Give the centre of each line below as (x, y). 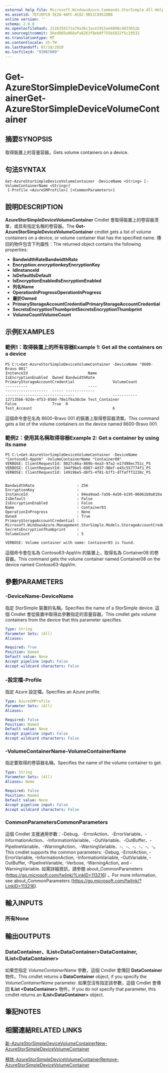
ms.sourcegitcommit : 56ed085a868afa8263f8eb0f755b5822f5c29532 (72, 33)
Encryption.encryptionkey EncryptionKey (56, 265)
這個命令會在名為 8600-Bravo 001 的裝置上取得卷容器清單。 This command (82, 418)
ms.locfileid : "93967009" (32, 52)
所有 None (17, 919)
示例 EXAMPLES (30, 332)
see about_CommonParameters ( (39, 881)
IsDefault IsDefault (32, 276)
